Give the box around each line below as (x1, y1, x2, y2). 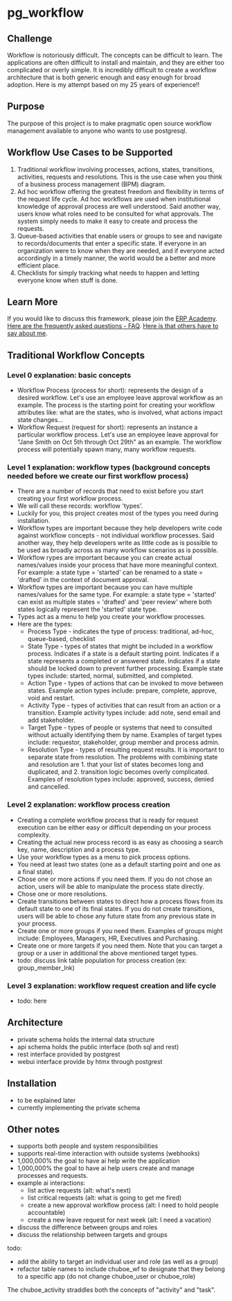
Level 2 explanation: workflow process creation (7, 800, 171, 809)
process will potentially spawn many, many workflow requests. (17, 445, 196, 453)
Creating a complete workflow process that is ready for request (17, 816, 199, 824)
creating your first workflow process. (17, 494, 123, 503)
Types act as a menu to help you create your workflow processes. (17, 613, 206, 621)
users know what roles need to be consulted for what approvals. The (17, 209, 214, 218)
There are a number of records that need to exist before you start (17, 487, 204, 495)
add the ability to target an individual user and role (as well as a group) (17, 1257, 219, 1266)
